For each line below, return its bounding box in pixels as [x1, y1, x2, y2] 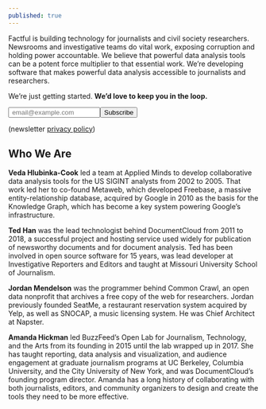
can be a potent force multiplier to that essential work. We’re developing [8, 59, 244, 68]
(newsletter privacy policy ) [8, 124, 96, 134]
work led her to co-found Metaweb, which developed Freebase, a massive [8, 185, 252, 195]
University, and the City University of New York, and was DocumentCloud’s [8, 367, 254, 376]
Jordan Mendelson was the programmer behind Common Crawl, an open [8, 283, 250, 293]
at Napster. [8, 317, 44, 327]
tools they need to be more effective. [8, 391, 129, 402]
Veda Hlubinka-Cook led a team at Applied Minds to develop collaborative [8, 168, 253, 177]
